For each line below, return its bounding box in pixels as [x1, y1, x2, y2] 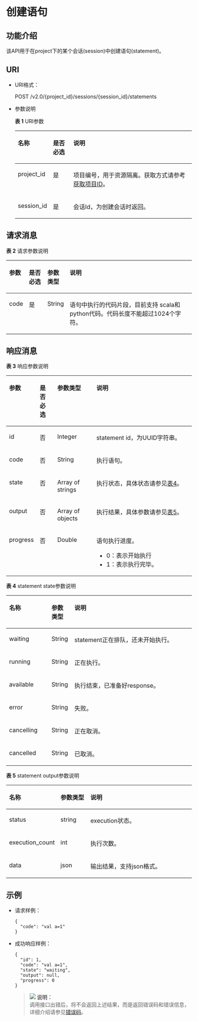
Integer [57, 432, 77, 441]
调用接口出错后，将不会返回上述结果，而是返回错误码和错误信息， [29, 1001, 190, 1008]
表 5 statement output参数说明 [6, 772, 80, 779]
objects [57, 514, 78, 523]
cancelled [9, 749, 37, 757]
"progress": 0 [20, 977, 55, 984]
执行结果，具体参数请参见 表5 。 [96, 508, 183, 516]
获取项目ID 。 [73, 180, 109, 188]
